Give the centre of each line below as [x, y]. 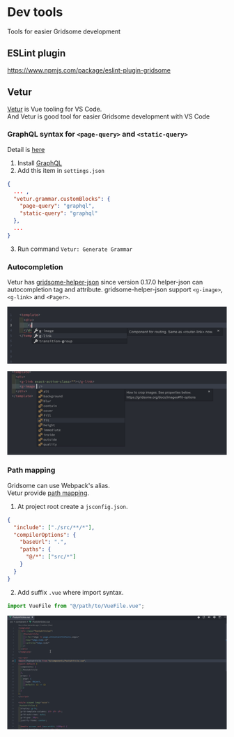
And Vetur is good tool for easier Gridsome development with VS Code [109, 116]
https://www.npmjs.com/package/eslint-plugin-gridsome [89, 70]
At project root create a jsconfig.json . [72, 506]
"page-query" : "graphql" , [57, 206]
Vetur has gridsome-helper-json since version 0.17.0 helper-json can [105, 282]
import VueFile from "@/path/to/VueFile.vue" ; [76, 606]
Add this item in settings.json [61, 170]
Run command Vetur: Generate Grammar [75, 249]
